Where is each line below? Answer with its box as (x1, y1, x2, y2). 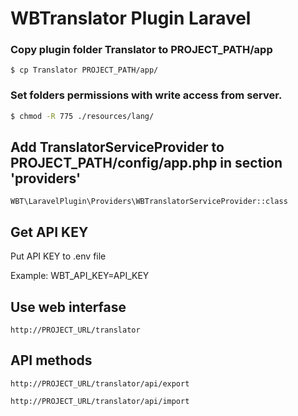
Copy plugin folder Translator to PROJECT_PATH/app (10, 43, 273, 57)
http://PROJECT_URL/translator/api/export (10, 378, 190, 389)
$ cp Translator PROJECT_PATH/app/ (10, 65, 159, 76)
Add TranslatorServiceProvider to (10, 139, 225, 156)
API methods (10, 352, 93, 369)
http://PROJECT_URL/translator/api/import (10, 396, 190, 406)
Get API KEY (10, 223, 89, 241)
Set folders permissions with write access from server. (10, 88, 283, 102)
